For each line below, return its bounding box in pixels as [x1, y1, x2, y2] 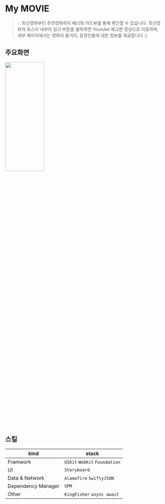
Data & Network [7, 474, 45, 481]
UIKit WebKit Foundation [64, 459, 120, 465]
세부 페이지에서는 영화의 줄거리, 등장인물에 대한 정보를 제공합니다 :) [17, 32, 147, 38]
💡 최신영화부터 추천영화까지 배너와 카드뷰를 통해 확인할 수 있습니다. [17, 20, 148, 26]
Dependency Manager [7, 482, 60, 489]
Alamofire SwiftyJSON [64, 475, 114, 481]
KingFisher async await [64, 492, 119, 497]
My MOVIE [5, 3, 50, 14]
